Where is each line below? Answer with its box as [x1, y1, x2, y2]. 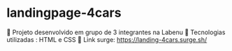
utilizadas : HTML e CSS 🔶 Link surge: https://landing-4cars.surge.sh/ [6, 35, 208, 43]
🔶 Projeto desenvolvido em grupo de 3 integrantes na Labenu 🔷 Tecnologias [6, 28, 226, 36]
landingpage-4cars [6, 5, 122, 21]
